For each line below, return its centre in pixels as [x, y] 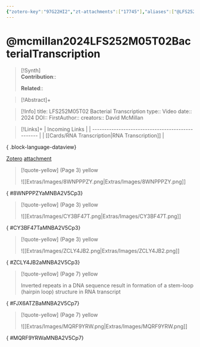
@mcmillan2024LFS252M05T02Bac [99, 41]
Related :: [32, 88]
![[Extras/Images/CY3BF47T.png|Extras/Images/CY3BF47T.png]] [101, 216]
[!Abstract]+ [36, 99]
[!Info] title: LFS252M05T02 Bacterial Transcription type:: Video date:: [106, 111]
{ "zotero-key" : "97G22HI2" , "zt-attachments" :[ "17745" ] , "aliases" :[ [90, 12]
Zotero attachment [29, 158]
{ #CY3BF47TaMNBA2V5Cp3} [43, 227]
